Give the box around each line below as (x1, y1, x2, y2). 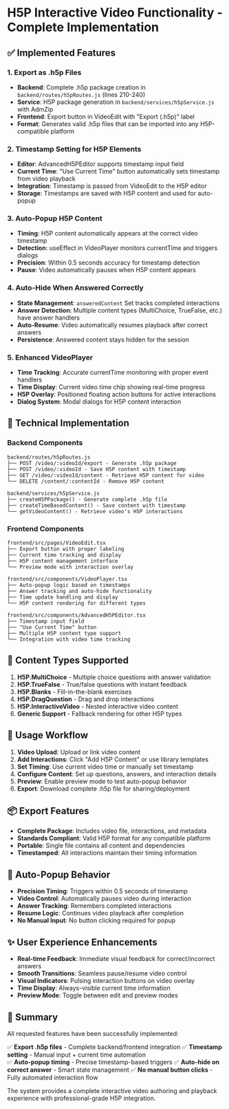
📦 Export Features (7, 805, 89, 817)
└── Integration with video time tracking (7, 636, 131, 643)
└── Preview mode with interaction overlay (7, 563, 134, 571)
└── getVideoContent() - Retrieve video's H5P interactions (7, 508, 184, 515)
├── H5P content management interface (7, 558, 118, 565)
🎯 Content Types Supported (7, 654, 129, 666)
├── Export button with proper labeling (7, 546, 125, 552)
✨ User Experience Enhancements (7, 936, 157, 948)
